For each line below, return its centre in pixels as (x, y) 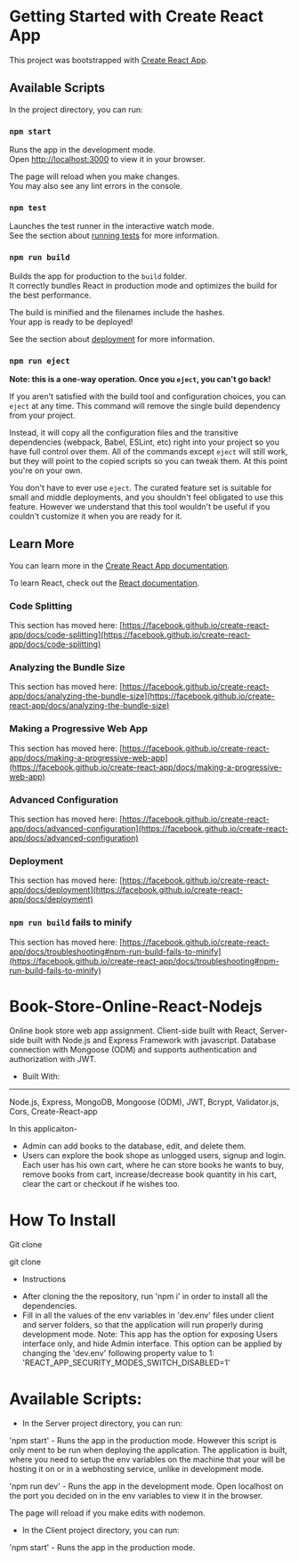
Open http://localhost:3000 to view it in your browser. (108, 159)
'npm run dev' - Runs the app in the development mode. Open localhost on (146, 1486)
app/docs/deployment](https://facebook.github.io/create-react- (126, 890)
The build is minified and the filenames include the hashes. (117, 312)
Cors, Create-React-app (53, 1112)
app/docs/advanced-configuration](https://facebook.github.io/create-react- (149, 828)
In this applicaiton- (44, 1129)
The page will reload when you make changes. (95, 176)
